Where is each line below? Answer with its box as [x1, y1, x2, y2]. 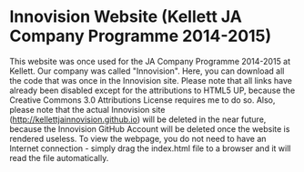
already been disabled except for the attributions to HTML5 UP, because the [9, 85, 296, 96]
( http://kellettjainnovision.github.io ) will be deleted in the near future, [9, 114, 267, 125]
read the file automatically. [9, 152, 109, 163]
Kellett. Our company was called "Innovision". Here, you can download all [9, 66, 285, 76]
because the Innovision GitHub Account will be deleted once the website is [9, 123, 290, 134]
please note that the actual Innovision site [9, 104, 166, 115]
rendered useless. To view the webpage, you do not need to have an [9, 133, 267, 144]
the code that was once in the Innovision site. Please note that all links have [9, 75, 293, 86]
